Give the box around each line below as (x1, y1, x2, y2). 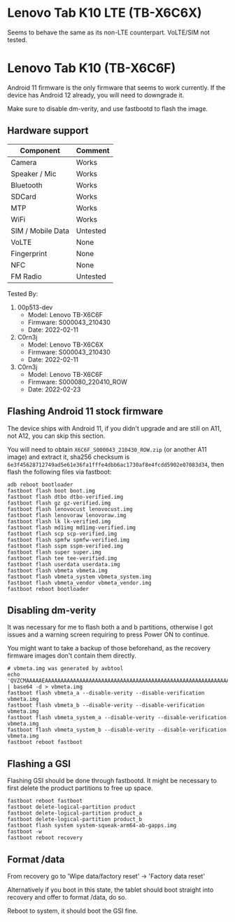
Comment (76, 145, 110, 155)
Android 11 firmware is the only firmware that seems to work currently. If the (7, 83, 226, 92)
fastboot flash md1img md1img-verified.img (7, 524, 136, 531)
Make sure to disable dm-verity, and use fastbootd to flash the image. (7, 104, 208, 113)
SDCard (10, 192, 37, 201)
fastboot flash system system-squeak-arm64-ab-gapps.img (7, 822, 177, 829)
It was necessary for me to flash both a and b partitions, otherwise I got (7, 623, 213, 632)
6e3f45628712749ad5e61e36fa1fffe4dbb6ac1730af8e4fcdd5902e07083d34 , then (7, 460, 225, 468)
